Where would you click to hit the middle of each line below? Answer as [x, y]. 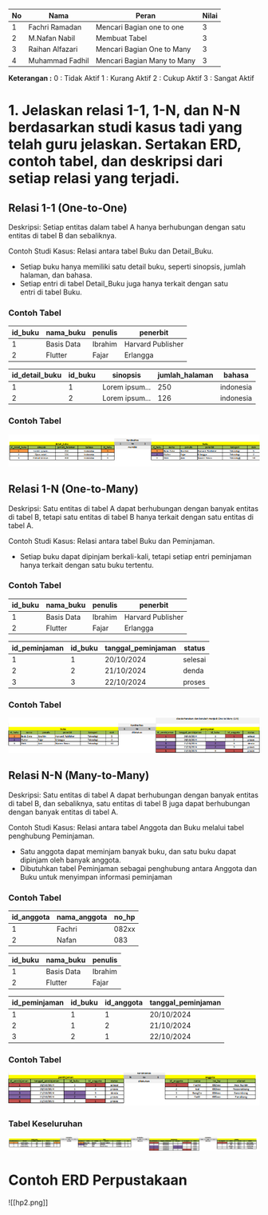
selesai [195, 660]
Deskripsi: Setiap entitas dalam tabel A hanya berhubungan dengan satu [127, 227]
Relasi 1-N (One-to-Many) [73, 489]
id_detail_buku [37, 375]
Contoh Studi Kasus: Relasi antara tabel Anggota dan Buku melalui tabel [126, 827]
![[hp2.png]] [28, 1202]
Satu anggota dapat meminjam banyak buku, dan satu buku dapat [128, 851]
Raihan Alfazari [53, 50]
